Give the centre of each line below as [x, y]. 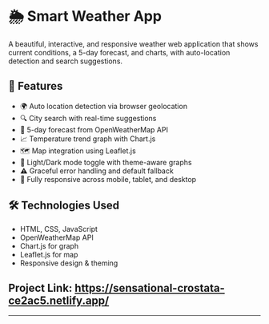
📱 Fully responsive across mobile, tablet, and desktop [108, 179]
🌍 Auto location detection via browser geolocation [104, 106]
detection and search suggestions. [65, 61]
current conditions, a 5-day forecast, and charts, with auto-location [119, 52]
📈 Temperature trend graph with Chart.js [88, 139]
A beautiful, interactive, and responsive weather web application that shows [133, 44]
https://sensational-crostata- [150, 288]
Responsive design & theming [69, 263]
